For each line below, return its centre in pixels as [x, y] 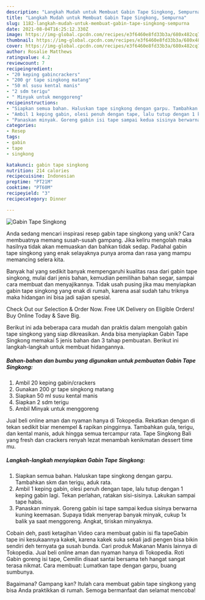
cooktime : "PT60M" [30, 188]
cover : [15, 46]
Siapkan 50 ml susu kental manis [56, 396]
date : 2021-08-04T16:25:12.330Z [47, 29]
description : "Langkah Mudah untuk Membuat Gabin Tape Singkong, [91, 12]
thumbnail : [20, 40]
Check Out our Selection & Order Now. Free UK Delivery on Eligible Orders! [100, 309]
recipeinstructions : [33, 103]
